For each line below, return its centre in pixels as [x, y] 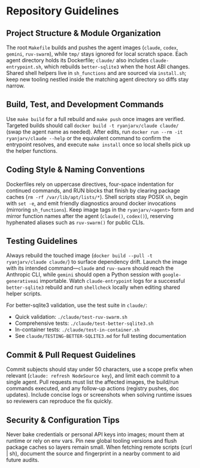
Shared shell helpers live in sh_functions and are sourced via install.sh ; [96, 73]
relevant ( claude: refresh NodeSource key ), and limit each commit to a [93, 376]
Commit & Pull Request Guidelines [71, 355]
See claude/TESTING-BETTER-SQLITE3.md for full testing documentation [101, 336]
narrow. [16, 86]
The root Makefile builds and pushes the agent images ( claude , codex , [92, 47]
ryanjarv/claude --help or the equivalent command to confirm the [88, 138]
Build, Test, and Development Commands [85, 105]
